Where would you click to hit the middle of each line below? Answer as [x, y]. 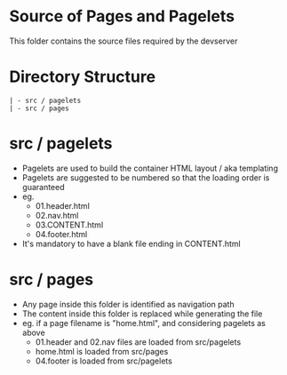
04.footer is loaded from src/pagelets [104, 361]
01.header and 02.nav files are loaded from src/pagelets [138, 342]
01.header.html [63, 205]
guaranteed [43, 187]
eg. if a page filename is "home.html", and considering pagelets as [144, 323]
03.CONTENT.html [69, 225]
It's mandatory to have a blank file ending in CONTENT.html [132, 243]
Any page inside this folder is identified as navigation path [128, 304]
